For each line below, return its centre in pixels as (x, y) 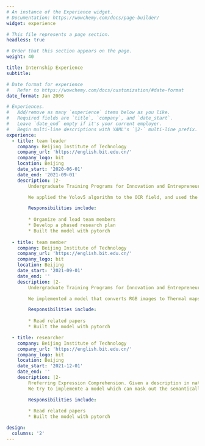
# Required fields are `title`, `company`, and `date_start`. (90, 118)
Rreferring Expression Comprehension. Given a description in (109, 383)
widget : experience (31, 23)
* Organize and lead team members (72, 220)
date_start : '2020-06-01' (50, 169)
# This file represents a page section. (59, 34)
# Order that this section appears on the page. (69, 51)
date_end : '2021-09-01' (48, 174)
